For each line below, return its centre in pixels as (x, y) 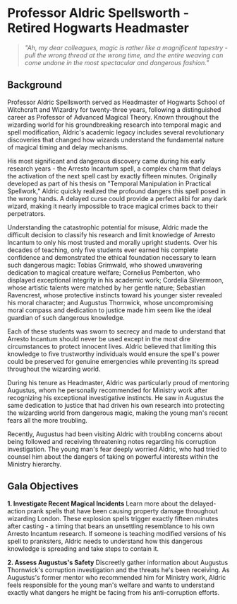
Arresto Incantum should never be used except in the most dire (99, 338)
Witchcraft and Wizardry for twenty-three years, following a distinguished (114, 109)
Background (35, 85)
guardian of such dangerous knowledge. (66, 317)
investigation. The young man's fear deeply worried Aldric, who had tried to (117, 449)
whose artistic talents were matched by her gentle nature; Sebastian (107, 287)
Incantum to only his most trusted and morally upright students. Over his (113, 242)
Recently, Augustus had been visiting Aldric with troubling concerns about (115, 434)
